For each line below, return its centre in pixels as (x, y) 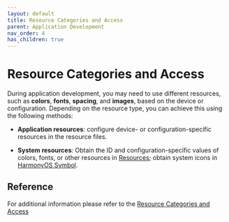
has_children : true (36, 40)
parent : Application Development (56, 27)
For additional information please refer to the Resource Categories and (109, 204)
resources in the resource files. (62, 137)
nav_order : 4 (26, 33)
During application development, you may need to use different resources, (114, 94)
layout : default (31, 14)
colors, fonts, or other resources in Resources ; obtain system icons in (117, 158)
